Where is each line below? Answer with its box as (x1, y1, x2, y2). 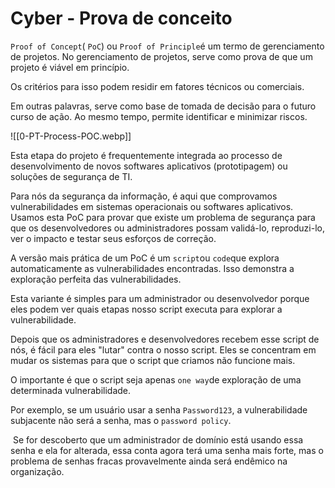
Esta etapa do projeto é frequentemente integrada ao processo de (10, 149, 283, 161)
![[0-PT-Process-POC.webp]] (10, 130, 132, 142)
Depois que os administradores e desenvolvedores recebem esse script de (10, 333, 320, 345)
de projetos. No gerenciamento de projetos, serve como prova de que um (10, 50, 313, 62)
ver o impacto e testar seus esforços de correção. (10, 232, 217, 244)
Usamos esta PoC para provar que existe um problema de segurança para (10, 211, 316, 223)
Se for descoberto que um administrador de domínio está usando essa (12, 433, 304, 446)
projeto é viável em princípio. (10, 61, 130, 73)
